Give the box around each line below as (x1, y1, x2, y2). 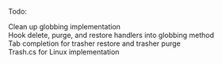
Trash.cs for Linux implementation (8, 47, 120, 56)
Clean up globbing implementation (8, 22, 121, 31)
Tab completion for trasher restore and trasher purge (8, 39, 181, 48)
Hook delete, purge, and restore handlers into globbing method (8, 31, 215, 40)
